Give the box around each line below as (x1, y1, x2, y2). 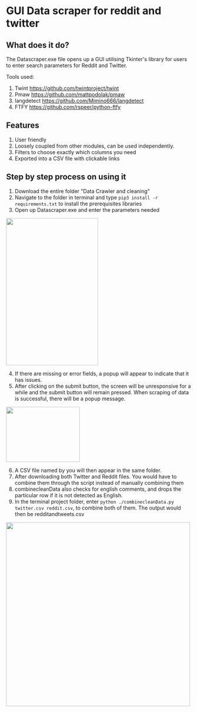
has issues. (14, 376, 42, 383)
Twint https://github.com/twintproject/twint (14, 85, 119, 92)
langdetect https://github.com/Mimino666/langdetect (14, 97, 144, 104)
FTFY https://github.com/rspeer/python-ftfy (14, 104, 121, 110)
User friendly (14, 136, 47, 143)
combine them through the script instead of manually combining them (14, 479, 184, 486)
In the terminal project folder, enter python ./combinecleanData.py (14, 498, 175, 505)
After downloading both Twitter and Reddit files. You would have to (14, 473, 177, 480)
